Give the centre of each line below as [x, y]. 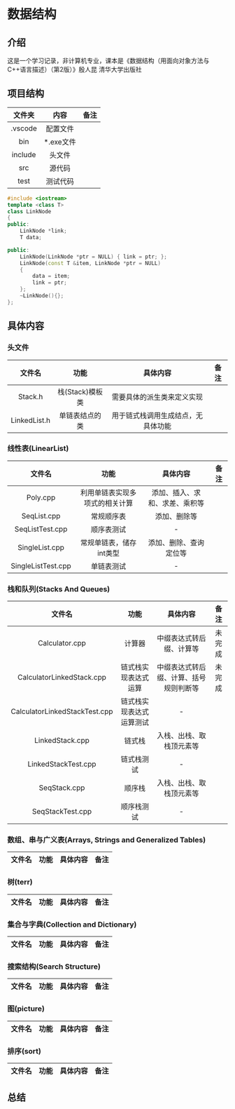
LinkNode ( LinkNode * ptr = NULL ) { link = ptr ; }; [94, 257]
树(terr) [20, 882]
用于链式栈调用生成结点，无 [157, 415]
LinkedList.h [31, 420]
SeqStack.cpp [62, 788]
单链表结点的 [80, 415]
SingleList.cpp [41, 547]
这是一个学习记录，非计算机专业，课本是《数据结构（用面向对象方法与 [108, 61]
